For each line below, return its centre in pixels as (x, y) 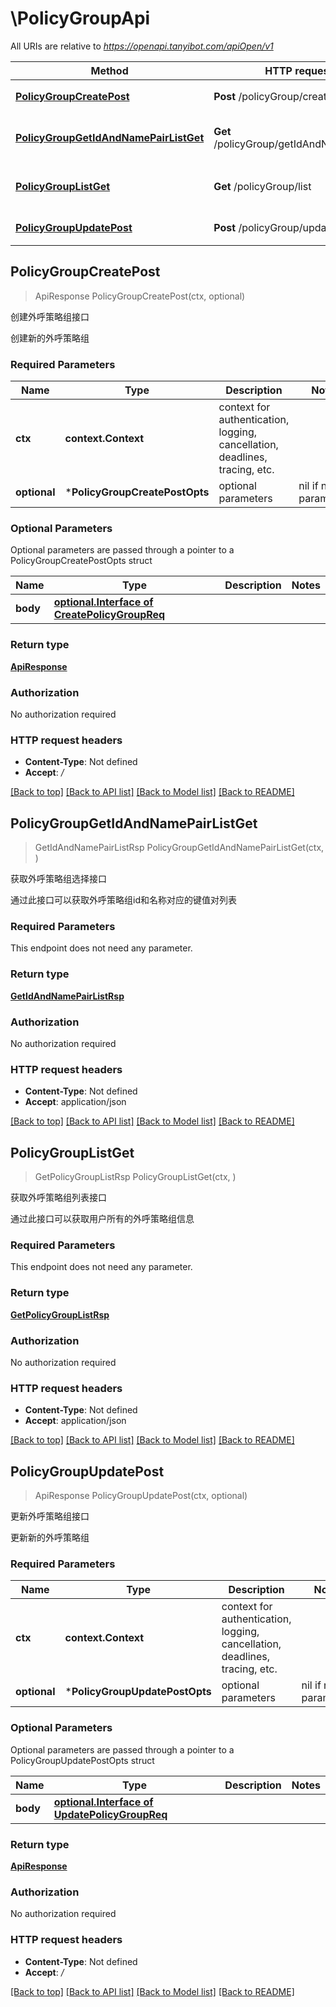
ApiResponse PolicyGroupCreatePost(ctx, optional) (140, 296)
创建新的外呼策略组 (50, 338)
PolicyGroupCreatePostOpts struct (81, 561)
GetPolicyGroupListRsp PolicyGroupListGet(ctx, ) (135, 1177)
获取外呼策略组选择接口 (58, 879)
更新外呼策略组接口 (50, 1516)
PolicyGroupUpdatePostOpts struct (82, 1760)
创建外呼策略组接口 (50, 316)
